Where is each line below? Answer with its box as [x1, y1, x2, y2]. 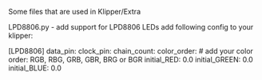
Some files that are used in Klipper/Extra [8, 7, 141, 16]
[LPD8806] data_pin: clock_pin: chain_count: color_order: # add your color [8, 46, 254, 55]
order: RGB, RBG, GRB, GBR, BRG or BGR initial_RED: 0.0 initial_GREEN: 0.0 [8, 55, 253, 64]
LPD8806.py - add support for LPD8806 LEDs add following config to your [8, 22, 254, 31]
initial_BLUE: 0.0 [8, 63, 62, 73]
